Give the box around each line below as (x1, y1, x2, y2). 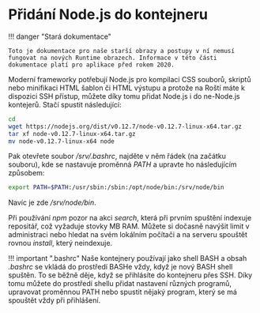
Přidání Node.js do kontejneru (8, 6, 208, 24)
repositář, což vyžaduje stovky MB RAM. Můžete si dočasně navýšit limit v (8, 221, 251, 231)
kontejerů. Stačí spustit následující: (8, 100, 122, 109)
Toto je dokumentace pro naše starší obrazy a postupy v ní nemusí (8, 47, 236, 55)
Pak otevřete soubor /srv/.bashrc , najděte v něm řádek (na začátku (8, 152, 227, 161)
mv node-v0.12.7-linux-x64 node (8, 137, 115, 145)
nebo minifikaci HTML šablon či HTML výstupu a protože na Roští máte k (8, 83, 245, 92)
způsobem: (8, 168, 45, 178)
